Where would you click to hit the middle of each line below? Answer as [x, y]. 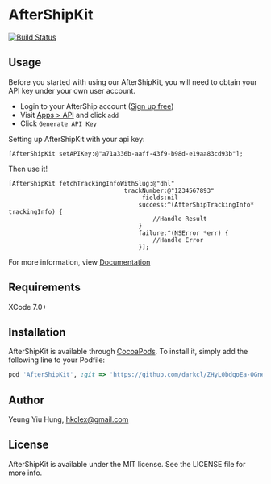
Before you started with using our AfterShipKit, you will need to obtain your [133, 81]
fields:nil [160, 198]
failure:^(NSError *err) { [183, 233]
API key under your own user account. [72, 90]
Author [26, 400]
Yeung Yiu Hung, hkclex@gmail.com [69, 419]
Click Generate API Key [58, 123]
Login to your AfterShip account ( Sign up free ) [97, 106]
